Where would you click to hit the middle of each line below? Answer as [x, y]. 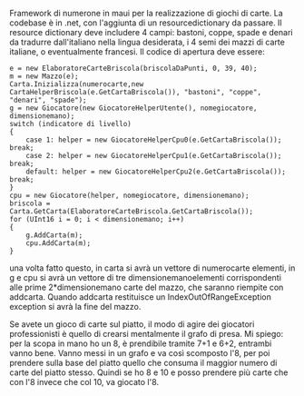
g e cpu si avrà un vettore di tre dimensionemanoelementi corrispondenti [145, 277]
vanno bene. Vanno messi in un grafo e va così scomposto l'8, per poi [140, 353]
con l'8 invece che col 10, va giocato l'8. [84, 382]
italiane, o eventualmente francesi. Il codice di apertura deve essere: [137, 52]
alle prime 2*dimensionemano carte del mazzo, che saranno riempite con [147, 287]
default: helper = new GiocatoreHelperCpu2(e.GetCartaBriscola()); [156, 172]
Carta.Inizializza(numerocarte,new [77, 84]
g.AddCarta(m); [54, 235]
